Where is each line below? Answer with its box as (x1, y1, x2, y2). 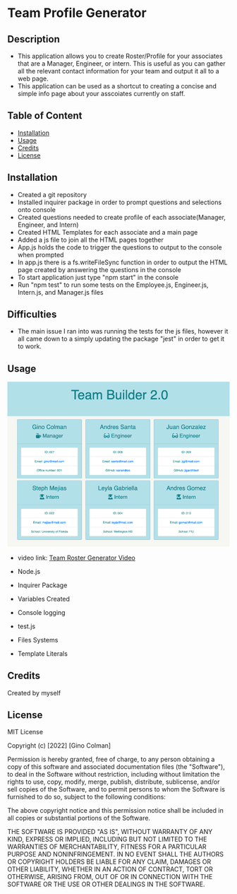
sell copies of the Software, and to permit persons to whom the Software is (7, 785, 226, 794)
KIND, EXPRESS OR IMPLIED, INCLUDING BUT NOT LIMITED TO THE (7, 835, 207, 844)
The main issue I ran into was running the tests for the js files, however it (17, 327, 229, 336)
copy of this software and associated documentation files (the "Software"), (7, 763, 226, 771)
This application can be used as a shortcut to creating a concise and (17, 82, 217, 90)
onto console (17, 205, 56, 213)
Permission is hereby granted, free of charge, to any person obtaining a (7, 755, 215, 764)
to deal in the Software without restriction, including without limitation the (7, 770, 220, 779)
